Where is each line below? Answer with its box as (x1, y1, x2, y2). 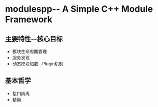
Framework (5, 14, 53, 25)
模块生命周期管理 (12, 49, 47, 54)
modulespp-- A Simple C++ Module (5, 3, 153, 15)
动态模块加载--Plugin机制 (12, 61, 64, 67)
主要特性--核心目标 (5, 34, 63, 43)
